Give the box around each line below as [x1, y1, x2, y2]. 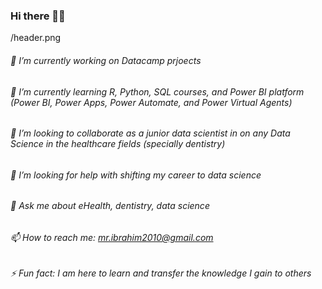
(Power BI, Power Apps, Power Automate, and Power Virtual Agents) [10, 96, 293, 108]
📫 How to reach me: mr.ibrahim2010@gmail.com [10, 231, 214, 243]
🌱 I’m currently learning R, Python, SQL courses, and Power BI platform [10, 85, 305, 98]
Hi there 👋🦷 [10, 9, 66, 23]
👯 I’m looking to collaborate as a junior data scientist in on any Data [10, 127, 291, 139]
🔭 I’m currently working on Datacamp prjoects [10, 54, 202, 66]
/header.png [10, 32, 62, 44]
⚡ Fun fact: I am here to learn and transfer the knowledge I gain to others [10, 267, 312, 279]
